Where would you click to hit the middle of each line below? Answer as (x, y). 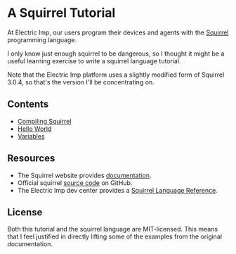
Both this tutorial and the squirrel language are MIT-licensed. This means (113, 229)
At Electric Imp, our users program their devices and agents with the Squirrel (118, 32)
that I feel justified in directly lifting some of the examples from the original (115, 236)
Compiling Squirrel (44, 121)
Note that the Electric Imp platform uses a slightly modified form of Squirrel (116, 75)
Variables (31, 136)
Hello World (34, 129)
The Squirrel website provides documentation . (84, 175)
